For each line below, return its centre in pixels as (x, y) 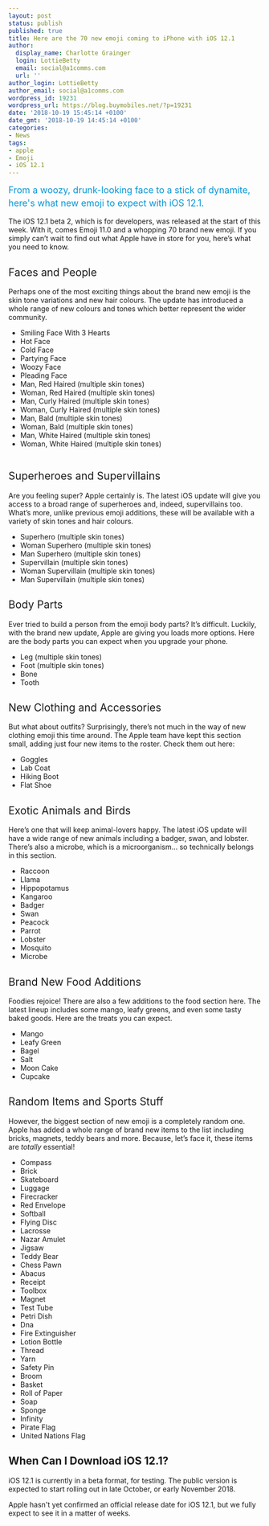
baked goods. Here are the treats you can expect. (90, 1018)
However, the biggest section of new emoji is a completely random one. (127, 1121)
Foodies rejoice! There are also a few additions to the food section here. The (134, 1001)
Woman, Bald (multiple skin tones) (77, 426)
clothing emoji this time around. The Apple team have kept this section (125, 736)
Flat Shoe (36, 786)
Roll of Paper (41, 1393)
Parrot (31, 931)
